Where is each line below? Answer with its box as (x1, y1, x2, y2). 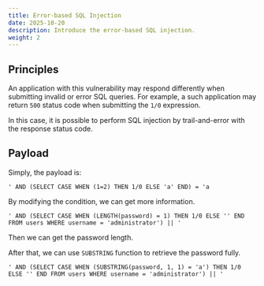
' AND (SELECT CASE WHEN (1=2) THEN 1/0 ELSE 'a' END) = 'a (8, 183, 210, 191)
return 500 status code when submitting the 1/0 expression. (8, 100, 201, 110)
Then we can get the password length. (8, 232, 134, 242)
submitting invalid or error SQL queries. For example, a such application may (8, 92, 257, 102)
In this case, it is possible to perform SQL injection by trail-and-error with (8, 116, 246, 125)
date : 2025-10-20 (8, 19, 65, 27)
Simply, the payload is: (8, 167, 82, 177)
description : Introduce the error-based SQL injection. (8, 26, 195, 34)
